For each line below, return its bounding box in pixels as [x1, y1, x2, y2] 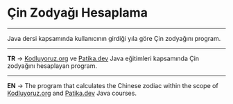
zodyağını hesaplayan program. [7, 61, 97, 70]
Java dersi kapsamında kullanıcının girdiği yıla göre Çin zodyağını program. [7, 34, 221, 42]
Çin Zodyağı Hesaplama [7, 5, 148, 21]
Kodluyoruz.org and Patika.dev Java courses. [7, 89, 137, 97]
